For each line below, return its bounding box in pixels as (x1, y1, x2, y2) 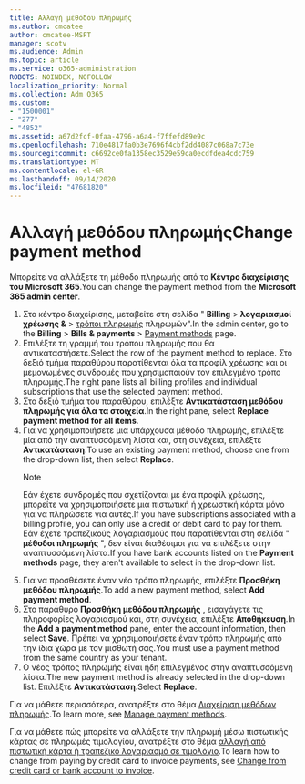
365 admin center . (9, 291, 81, 302)
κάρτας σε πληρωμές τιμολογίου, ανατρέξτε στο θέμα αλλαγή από (9, 736, 266, 748)
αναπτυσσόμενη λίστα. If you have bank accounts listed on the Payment (22, 548, 294, 559)
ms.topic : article (9, 56, 79, 65)
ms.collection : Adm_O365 (9, 89, 104, 98)
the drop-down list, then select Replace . (22, 454, 175, 465)
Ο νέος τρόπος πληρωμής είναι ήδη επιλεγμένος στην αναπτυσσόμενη (22, 662, 293, 673)
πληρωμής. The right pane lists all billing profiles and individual (22, 377, 258, 387)
